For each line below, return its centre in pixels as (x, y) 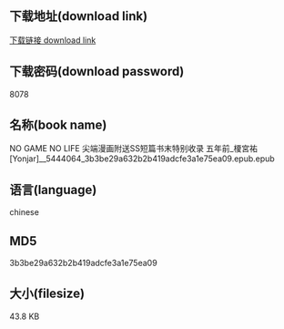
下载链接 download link (53, 40)
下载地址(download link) (79, 16)
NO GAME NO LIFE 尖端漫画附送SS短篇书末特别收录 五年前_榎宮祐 (133, 149)
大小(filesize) (47, 294)
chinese (24, 212)
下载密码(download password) (97, 72)
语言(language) (53, 190)
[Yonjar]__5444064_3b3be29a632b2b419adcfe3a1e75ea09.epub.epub (142, 159)
